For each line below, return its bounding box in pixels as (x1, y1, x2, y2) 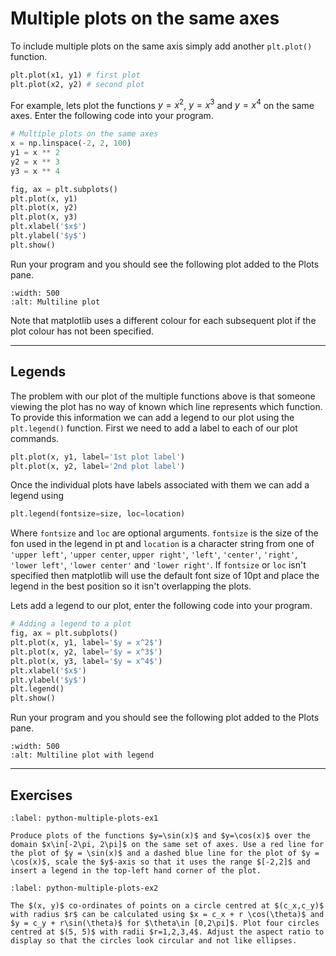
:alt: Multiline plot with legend (10, 750, 155, 761)
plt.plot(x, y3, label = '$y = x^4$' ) (10, 656, 163, 666)
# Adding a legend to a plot (10, 619, 132, 629)
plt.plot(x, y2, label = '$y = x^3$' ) (10, 647, 163, 657)
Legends (10, 363, 67, 381)
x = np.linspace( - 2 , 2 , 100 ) (10, 138, 132, 149)
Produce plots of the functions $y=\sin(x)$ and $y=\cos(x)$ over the (10, 830, 311, 841)
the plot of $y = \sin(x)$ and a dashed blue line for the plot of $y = (10, 848, 320, 858)
